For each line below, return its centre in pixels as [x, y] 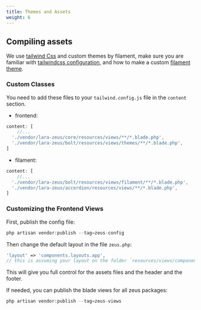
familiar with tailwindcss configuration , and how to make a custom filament [98, 62]
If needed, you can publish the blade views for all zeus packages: [87, 290]
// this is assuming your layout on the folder [67, 261]
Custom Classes [31, 85]
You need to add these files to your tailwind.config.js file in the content [96, 97]
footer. [14, 279]
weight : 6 [19, 17]
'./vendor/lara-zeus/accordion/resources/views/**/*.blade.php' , [95, 188]
